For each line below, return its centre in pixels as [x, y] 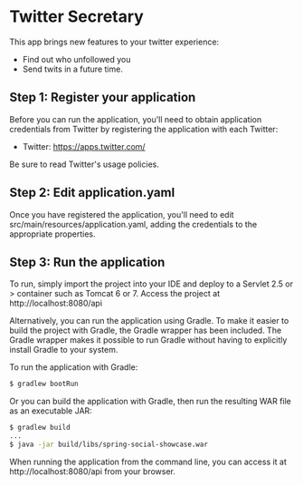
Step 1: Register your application [103, 97]
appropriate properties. [52, 234]
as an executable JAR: [51, 411]
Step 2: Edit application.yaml [92, 193]
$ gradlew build [40, 428]
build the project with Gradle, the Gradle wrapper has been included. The [146, 330]
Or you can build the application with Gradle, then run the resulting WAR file [151, 402]
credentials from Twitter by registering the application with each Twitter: [144, 129]
